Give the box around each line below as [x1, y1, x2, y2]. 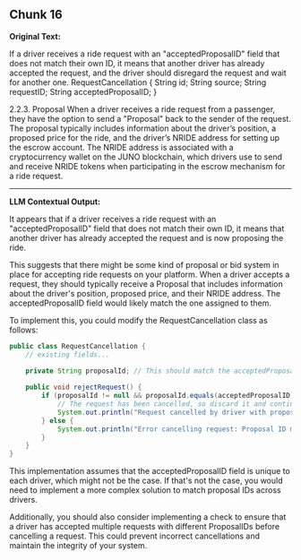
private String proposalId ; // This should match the [25, 366, 230, 375]
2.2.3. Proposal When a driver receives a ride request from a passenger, [9, 103, 276, 115]
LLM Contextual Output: [9, 196, 101, 207]
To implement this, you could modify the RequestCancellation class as [9, 314, 269, 325]
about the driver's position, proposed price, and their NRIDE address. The [9, 288, 280, 298]
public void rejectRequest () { [25, 383, 142, 392]
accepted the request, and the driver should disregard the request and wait [9, 67, 287, 78]
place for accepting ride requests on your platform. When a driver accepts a [9, 269, 290, 280]
